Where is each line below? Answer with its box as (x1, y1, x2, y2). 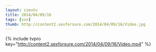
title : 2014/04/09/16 (5, 12, 52, 17)
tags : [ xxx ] (5, 17, 31, 22)
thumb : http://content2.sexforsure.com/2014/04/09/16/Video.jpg (5, 21, 146, 27)
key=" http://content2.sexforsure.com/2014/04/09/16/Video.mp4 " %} (5, 41, 151, 47)
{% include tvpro (5, 36, 41, 42)
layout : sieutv (5, 7, 38, 13)
